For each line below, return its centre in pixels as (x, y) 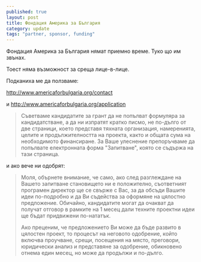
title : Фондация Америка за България (53, 23)
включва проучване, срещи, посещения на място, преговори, (100, 240)
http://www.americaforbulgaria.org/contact (59, 93)
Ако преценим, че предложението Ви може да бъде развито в (101, 227)
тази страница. (40, 154)
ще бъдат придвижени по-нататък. (66, 216)
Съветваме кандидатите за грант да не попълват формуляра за (103, 116)
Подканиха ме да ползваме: (43, 81)
